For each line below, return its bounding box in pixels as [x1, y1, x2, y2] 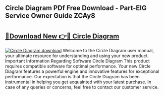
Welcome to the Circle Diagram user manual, [62, 48, 154, 53]
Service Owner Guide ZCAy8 [5, 12, 96, 20]
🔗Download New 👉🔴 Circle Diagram [5, 32, 119, 40]
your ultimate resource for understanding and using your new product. [5, 53, 149, 59]
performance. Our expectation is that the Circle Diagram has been [5, 74, 140, 79]
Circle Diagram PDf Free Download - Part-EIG [5, 4, 147, 12]
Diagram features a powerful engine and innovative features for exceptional [5, 68, 160, 74]
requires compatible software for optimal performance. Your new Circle [5, 63, 151, 69]
